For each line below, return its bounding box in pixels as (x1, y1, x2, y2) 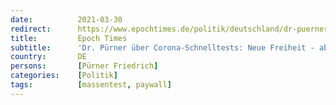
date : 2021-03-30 (10, 14, 123, 25)
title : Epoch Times (10, 33, 128, 43)
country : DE (10, 52, 87, 62)
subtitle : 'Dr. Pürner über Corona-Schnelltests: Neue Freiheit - (10, 42, 315, 53)
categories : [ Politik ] (10, 71, 118, 81)
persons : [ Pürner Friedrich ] (10, 61, 159, 71)
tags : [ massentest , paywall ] (10, 80, 172, 90)
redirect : (10, 24, 52, 34)
